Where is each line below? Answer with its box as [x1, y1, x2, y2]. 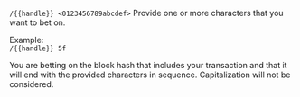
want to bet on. [9, 17, 66, 28]
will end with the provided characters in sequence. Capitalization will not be [9, 69, 291, 80]
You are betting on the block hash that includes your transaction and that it [9, 60, 287, 70]
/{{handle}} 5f [9, 44, 67, 53]
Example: [9, 35, 44, 45]
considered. [9, 79, 54, 89]
